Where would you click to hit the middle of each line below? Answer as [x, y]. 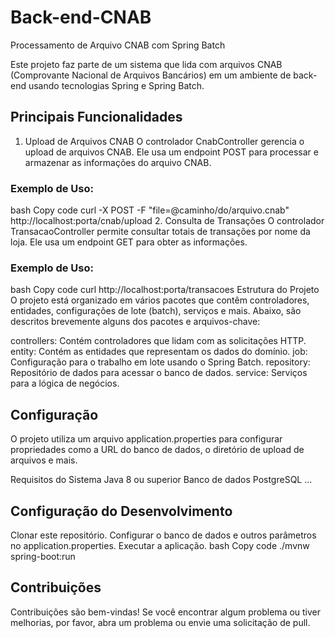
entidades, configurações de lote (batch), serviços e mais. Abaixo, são [156, 311]
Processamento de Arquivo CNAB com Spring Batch [118, 45]
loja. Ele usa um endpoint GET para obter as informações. [129, 242]
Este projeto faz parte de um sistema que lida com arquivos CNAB [146, 64]
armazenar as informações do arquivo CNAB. [118, 162]
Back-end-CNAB [81, 17]
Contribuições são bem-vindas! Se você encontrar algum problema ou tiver [166, 612]
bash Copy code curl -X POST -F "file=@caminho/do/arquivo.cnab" [150, 210]
